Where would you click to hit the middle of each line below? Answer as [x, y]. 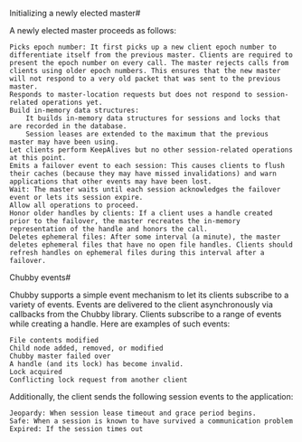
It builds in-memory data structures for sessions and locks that [153, 118]
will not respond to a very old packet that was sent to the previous [145, 79]
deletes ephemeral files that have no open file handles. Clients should [151, 245]
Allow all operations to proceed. [75, 205]
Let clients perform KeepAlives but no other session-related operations [151, 150]
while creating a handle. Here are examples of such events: [120, 324]
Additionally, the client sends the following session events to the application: [151, 396]
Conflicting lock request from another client [99, 380]
